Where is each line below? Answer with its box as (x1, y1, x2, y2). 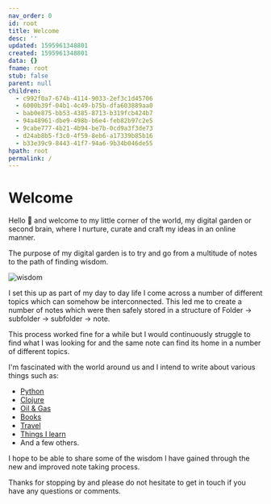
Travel (19, 421, 42, 431)
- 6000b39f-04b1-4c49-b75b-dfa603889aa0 (15, 102, 153, 110)
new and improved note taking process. (8, 462, 140, 472)
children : (8, 86, 42, 95)
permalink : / (8, 154, 52, 162)
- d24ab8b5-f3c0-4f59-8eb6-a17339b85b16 (15, 131, 153, 140)
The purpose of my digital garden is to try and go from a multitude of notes (8, 248, 258, 258)
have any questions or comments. (8, 486, 121, 496)
